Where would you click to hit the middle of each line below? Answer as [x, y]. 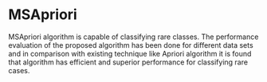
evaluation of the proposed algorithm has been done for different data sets [131, 45]
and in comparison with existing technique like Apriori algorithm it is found [130, 53]
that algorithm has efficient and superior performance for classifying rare [128, 62]
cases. [19, 70]
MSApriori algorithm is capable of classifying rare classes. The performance [133, 37]
